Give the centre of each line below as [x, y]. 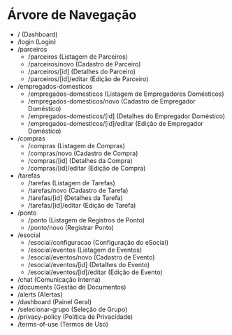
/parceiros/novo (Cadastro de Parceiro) [84, 64]
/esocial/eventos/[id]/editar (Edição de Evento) [95, 272]
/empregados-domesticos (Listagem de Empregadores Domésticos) [126, 94]
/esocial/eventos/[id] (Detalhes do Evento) [89, 264]
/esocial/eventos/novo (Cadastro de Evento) [91, 257]
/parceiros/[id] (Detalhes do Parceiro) [82, 71]
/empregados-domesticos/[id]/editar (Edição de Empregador [116, 123]
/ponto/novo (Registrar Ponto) [71, 227]
